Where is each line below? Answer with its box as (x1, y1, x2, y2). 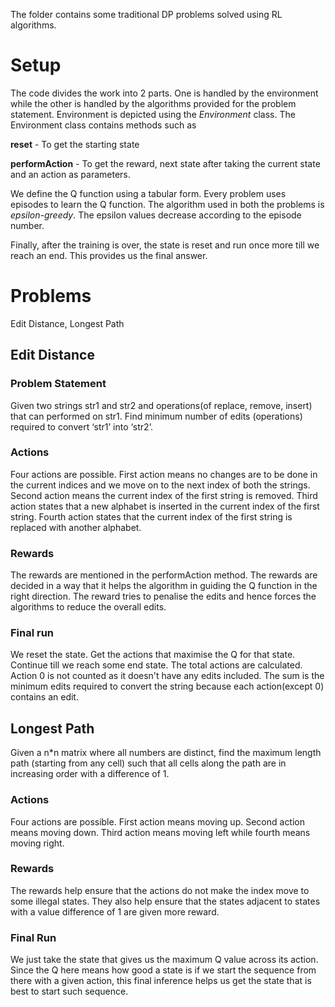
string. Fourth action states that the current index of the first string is (10, 510, 293, 523)
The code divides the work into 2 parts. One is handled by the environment (10, 87, 319, 99)
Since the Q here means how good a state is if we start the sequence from (10, 964, 317, 976)
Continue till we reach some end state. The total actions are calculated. (10, 659, 303, 671)
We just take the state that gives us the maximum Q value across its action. (10, 954, 319, 966)
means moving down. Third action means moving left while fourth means (10, 826, 311, 838)
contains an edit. (10, 691, 79, 703)
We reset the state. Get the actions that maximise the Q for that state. (10, 649, 296, 661)
